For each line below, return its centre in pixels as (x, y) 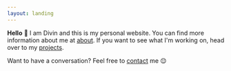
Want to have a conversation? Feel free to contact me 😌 (87, 60)
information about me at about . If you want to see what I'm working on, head (116, 40)
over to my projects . (36, 47)
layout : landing (30, 13)
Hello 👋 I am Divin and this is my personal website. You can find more (106, 33)
